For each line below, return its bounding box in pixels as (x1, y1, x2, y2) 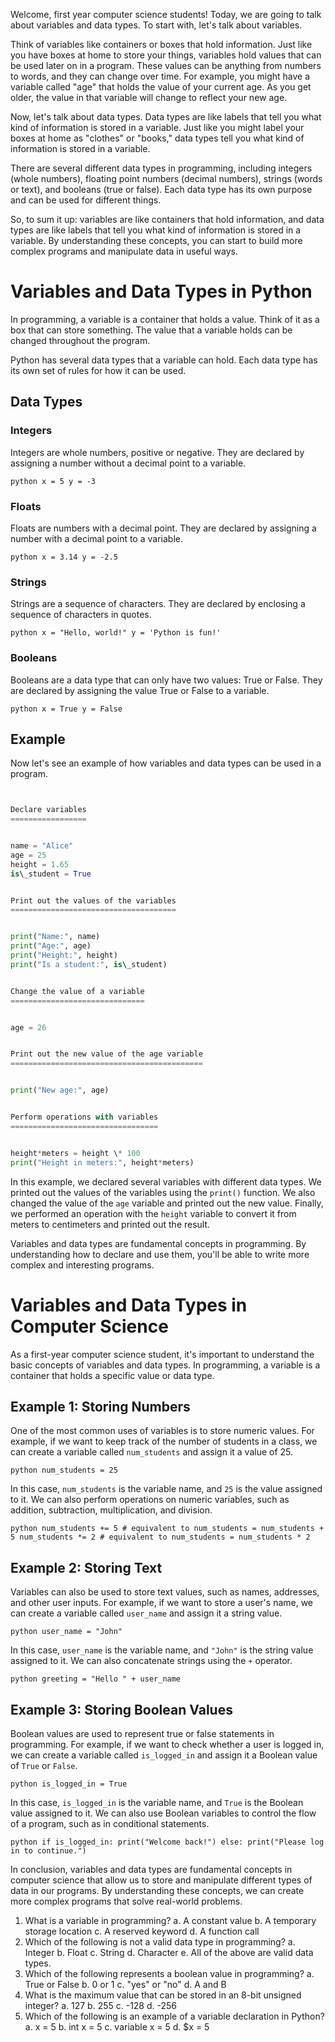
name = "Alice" (10, 841, 74, 851)
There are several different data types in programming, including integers (10, 162, 313, 174)
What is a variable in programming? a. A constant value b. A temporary (24, 1914, 317, 1926)
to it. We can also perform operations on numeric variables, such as (10, 1494, 290, 1506)
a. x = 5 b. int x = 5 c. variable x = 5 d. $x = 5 (24, 2020, 210, 2033)
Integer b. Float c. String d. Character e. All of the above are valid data (24, 1946, 314, 1958)
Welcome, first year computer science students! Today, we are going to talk (10, 9, 322, 20)
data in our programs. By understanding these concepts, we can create (10, 1884, 305, 1896)
